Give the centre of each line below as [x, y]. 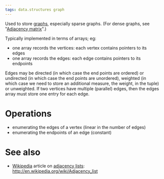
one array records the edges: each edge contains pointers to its [76, 58]
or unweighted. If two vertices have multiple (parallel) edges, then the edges [82, 88]
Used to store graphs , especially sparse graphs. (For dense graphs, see [77, 24]
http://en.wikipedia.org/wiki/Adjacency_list [55, 171]
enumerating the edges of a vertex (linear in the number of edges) [79, 127]
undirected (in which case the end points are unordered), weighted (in [76, 78]
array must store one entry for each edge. [47, 94]
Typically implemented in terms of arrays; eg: [51, 38]
